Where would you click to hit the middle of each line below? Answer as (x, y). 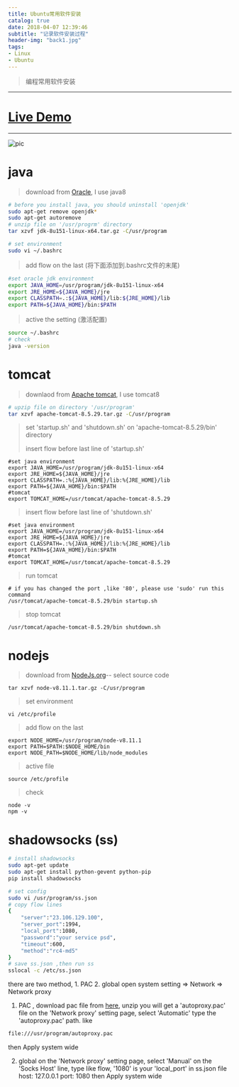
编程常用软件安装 (50, 81)
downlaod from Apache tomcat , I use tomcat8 (93, 394)
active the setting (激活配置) (66, 320)
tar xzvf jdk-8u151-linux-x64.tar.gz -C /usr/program (88, 232)
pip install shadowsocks (45, 878)
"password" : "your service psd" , (68, 937)
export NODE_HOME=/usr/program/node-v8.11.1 (75, 741)
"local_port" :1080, (50, 931)
